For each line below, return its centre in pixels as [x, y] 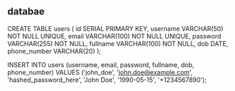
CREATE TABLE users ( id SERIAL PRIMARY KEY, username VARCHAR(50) [115, 28]
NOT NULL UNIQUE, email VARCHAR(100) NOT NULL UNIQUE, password [114, 36]
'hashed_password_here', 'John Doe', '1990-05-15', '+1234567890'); [107, 80]
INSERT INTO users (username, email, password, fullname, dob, [101, 65]
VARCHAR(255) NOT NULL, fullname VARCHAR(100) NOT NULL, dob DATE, [118, 43]
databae [26, 12]
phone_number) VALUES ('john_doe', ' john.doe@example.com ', [100, 72]
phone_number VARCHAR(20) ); [54, 51]
